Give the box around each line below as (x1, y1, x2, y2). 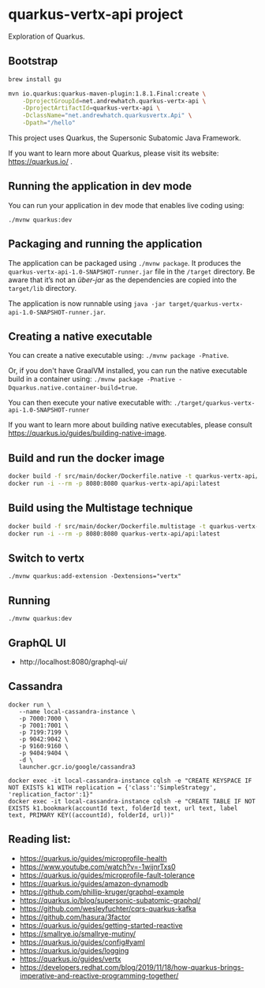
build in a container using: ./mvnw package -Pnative (8, 375, 176, 384)
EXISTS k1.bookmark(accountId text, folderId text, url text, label (8, 804, 238, 812)
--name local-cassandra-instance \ (18, 707, 136, 715)
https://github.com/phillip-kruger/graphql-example (19, 887, 185, 897)
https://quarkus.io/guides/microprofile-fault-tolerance (19, 870, 196, 880)
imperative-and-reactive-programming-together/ (19, 971, 179, 980)
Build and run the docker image (8, 451, 166, 464)
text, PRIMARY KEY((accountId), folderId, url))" (8, 811, 175, 819)
